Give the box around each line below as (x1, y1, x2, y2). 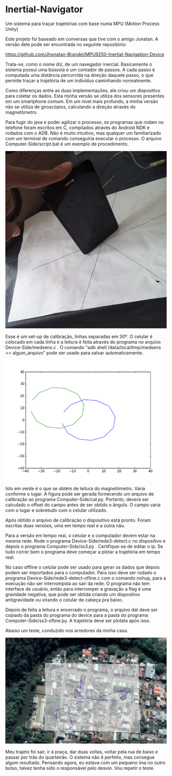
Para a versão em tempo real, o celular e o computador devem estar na (5, 532, 156, 538)
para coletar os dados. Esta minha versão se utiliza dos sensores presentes (5, 93, 165, 99)
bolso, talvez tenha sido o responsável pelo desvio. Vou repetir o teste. (5, 765, 155, 771)
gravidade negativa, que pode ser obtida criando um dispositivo (5, 591, 140, 597)
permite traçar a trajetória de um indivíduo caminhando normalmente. (5, 77, 152, 83)
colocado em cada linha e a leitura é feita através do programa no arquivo (5, 339, 161, 345)
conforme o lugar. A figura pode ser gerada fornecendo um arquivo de (5, 491, 154, 497)
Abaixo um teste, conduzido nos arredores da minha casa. (5, 628, 128, 634)
